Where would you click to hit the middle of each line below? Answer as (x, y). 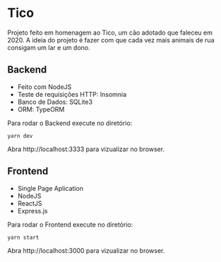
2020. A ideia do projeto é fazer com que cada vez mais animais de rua (111, 40)
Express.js (32, 210)
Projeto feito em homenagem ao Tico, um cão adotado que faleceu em (110, 32)
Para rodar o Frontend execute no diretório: (70, 225)
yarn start (23, 237)
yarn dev (20, 136)
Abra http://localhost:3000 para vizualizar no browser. (86, 250)
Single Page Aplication (50, 188)
